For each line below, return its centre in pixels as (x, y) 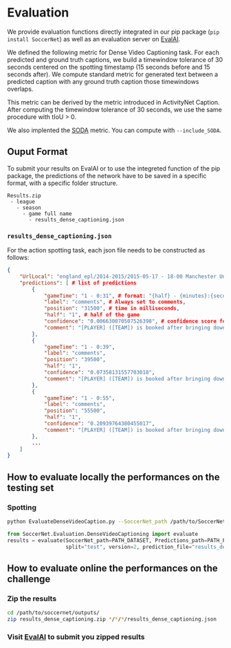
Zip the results (32, 598)
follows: (18, 258)
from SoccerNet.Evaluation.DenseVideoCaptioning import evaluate (102, 534)
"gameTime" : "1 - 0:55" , (79, 398)
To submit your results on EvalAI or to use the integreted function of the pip (114, 168)
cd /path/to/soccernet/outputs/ (53, 613)
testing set (31, 487)
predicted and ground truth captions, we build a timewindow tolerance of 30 (115, 59)
